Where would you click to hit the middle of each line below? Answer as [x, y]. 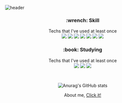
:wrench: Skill [83, 20]
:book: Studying [83, 50]
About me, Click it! [83, 95]
